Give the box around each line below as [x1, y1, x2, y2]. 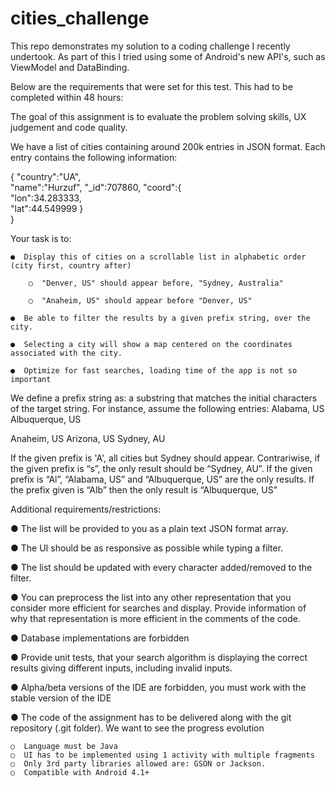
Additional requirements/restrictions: [10, 503, 162, 515]
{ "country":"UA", [10, 170, 82, 182]
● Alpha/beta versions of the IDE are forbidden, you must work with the [10, 681, 307, 693]
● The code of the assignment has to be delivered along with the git [10, 711, 292, 723]
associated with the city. [10, 348, 123, 358]
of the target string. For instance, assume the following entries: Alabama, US [10, 402, 325, 414]
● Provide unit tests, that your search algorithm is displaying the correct [10, 651, 308, 663]
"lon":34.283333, [10, 192, 82, 204]
